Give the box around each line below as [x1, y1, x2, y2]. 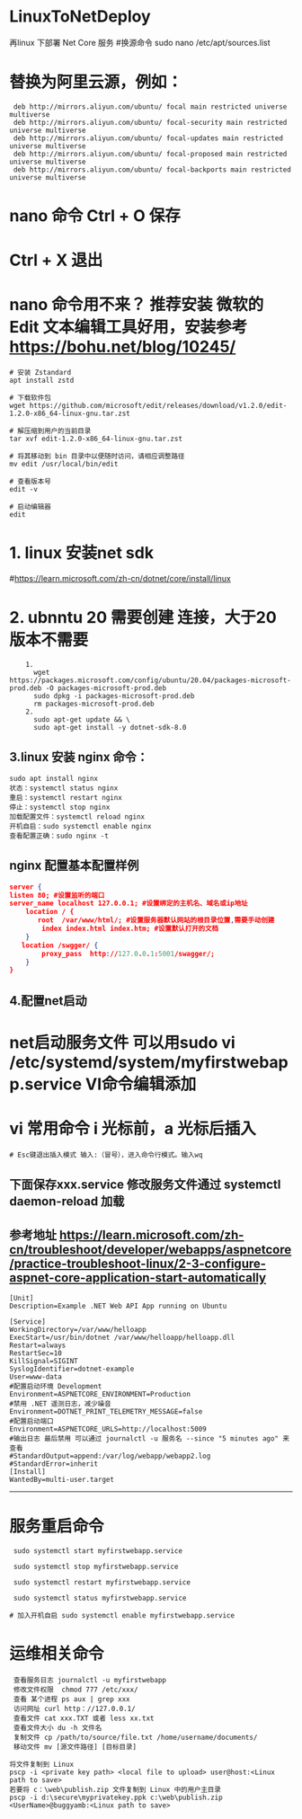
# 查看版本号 [9, 477, 51, 486]
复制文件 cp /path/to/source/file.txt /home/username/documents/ [13, 1733, 258, 1742]
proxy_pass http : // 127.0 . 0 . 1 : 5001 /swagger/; [41, 949, 216, 958]
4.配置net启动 [9, 993, 87, 1008]
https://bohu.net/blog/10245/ [9, 337, 236, 357]
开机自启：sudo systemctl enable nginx [9, 821, 152, 830]
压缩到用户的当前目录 [23, 427, 92, 436]
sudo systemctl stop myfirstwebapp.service [13, 1562, 179, 1571]
